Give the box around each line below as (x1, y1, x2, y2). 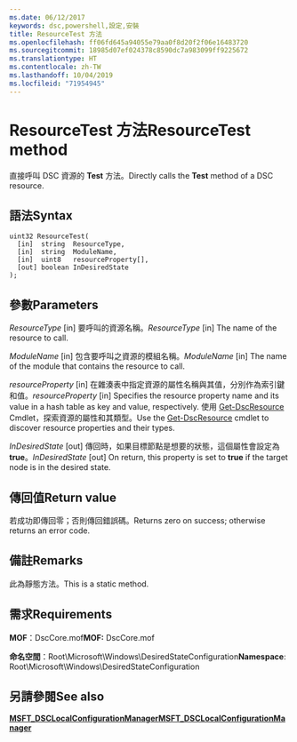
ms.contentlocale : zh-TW (9, 63, 101, 72)
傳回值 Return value (9, 490, 117, 505)
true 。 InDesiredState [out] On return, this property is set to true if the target (9, 452, 289, 463)
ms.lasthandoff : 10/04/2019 (9, 71, 114, 80)
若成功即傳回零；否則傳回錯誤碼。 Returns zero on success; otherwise (9, 515, 266, 525)
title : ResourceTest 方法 (9, 29, 102, 38)
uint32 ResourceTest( (9, 232, 90, 241)
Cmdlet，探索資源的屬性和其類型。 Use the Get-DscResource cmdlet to (9, 412, 269, 423)
